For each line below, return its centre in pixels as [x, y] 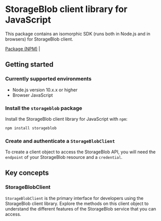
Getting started [29, 64]
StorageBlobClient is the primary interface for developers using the [74, 198]
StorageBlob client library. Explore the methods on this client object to [77, 203]
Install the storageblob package [44, 108]
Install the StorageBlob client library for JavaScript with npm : [66, 119]
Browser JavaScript [33, 95]
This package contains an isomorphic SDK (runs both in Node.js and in [78, 34]
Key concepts [27, 173]
